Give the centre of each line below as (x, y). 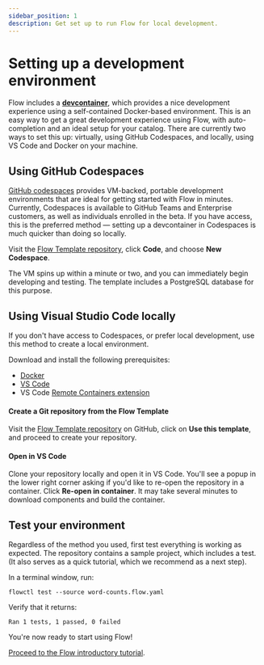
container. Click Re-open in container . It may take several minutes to (123, 491)
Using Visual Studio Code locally (92, 316)
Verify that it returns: (43, 608)
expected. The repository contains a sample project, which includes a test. (132, 553)
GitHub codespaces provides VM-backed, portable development (116, 191)
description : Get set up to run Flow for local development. (113, 23)
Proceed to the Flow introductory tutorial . (77, 653)
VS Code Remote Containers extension (85, 393)
